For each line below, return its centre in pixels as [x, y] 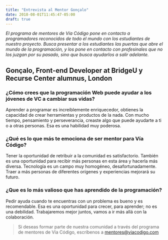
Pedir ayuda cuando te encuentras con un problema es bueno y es [74, 201]
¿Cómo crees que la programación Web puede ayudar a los [79, 92]
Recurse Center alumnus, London [59, 78]
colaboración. [20, 217]
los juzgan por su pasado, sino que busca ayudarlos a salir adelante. [77, 55]
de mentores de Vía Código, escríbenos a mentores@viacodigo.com [88, 232]
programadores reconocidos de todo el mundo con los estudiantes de [78, 39]
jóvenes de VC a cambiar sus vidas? [50, 99]
